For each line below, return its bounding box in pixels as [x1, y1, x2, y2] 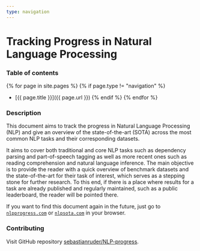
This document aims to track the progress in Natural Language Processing [6, 122, 190, 129]
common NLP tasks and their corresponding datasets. [6, 135, 140, 143]
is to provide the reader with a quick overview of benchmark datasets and [6, 166, 189, 173]
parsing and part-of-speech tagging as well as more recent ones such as [6, 153, 187, 161]
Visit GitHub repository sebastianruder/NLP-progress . [6, 238, 139, 245]
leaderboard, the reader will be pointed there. [6, 191, 119, 198]
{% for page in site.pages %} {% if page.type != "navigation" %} [6, 82, 166, 90]
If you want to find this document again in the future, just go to [6, 203, 161, 210]
